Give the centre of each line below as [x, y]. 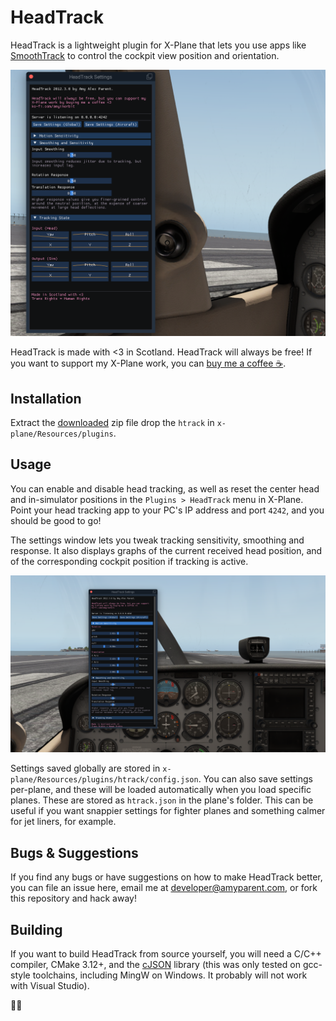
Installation [46, 398]
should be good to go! [56, 520]
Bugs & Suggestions [74, 852]
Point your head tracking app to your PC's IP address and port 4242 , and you [167, 510]
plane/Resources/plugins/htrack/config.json [104, 780]
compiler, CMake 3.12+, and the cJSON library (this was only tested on [155, 964]
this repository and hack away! [73, 898]
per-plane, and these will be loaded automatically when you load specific [161, 790]
